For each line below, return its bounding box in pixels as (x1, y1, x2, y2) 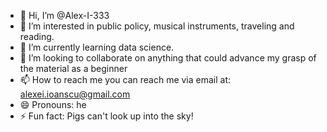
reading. (19, 31, 55, 42)
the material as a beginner (19, 63, 128, 74)
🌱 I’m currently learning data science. (19, 41, 175, 53)
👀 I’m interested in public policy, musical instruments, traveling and (19, 20, 295, 32)
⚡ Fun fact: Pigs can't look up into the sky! (19, 110, 194, 122)
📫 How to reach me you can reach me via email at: (19, 74, 232, 85)
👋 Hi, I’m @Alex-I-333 (19, 10, 110, 21)
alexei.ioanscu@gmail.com (19, 88, 131, 100)
